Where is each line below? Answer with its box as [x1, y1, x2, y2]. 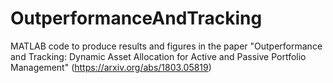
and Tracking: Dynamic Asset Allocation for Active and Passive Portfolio [10, 50, 307, 62]
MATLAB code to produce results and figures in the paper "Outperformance [10, 40, 323, 52]
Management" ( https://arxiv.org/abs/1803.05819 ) [10, 61, 212, 73]
